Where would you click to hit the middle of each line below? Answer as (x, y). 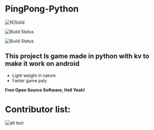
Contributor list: (38, 109)
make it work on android (42, 64)
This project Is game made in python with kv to (77, 56)
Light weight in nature (34, 75)
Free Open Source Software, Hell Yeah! (45, 90)
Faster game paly (29, 80)
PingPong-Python (42, 9)
